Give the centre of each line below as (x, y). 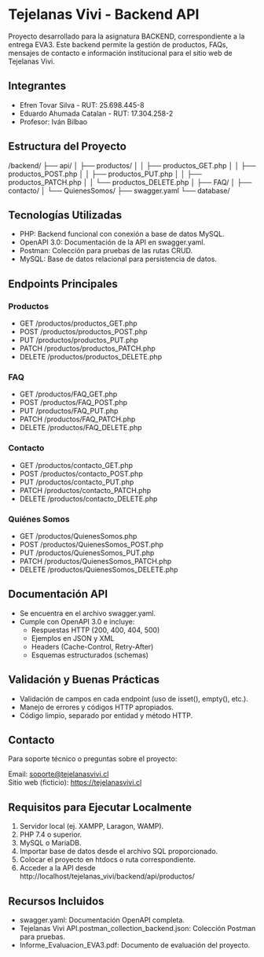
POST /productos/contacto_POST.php (81, 473)
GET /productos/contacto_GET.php (76, 465)
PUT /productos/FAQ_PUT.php (69, 411)
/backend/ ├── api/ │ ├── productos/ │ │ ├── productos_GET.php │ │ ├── (132, 165)
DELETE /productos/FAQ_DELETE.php (81, 428)
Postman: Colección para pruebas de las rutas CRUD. (106, 251)
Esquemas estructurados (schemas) (90, 655)
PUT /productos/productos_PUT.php (79, 340)
